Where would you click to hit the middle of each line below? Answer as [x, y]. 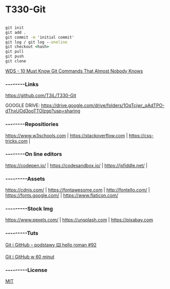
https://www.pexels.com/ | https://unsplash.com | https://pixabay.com [79, 220]
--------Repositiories [32, 124]
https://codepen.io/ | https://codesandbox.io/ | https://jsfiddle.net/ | [76, 165]
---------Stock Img [29, 209]
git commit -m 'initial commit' [40, 37]
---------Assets [25, 178]
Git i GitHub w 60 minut [30, 257]
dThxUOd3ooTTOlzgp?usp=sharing [43, 111]
